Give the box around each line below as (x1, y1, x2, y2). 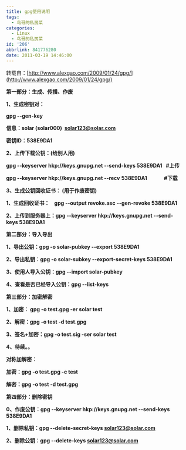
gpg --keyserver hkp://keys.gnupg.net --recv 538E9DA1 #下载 (6, 174, 178, 181)
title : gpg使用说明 (6, 8, 50, 15)
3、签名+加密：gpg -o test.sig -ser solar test (6, 331, 117, 338)
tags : (6, 14, 19, 20)
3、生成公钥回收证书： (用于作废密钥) (6, 186, 97, 194)
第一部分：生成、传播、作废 (6, 88, 73, 95)
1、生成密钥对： (6, 101, 45, 108)
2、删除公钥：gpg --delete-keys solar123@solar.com (6, 436, 139, 444)
